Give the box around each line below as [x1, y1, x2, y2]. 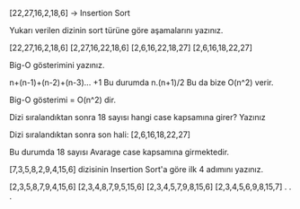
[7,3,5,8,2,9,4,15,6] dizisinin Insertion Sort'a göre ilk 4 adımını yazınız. [9, 164, 264, 174]
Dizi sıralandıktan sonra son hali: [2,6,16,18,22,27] [9, 129, 191, 140]
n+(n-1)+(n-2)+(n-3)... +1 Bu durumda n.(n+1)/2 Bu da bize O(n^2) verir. [9, 77, 274, 88]
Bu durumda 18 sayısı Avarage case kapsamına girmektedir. [9, 147, 230, 157]
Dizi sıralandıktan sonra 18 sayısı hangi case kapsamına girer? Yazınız [9, 112, 267, 122]
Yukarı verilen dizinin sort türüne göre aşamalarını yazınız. [9, 25, 224, 35]
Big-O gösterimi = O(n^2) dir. [9, 94, 117, 105]
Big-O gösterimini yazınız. [9, 60, 105, 70]
